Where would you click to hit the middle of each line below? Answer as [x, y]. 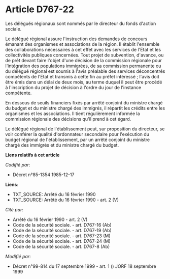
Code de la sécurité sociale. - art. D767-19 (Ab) [62, 230]
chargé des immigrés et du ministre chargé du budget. [62, 145]
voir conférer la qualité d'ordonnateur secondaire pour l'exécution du [77, 134]
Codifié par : [18, 164]
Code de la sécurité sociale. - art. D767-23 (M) [61, 236]
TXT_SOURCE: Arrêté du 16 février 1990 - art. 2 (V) [66, 200]
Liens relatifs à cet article [32, 155]
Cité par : [14, 209]
